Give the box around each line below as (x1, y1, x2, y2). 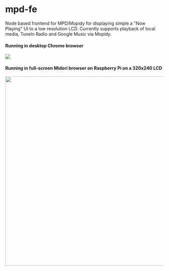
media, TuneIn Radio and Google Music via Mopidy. (5, 31, 112, 37)
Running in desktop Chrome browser (5, 42, 84, 48)
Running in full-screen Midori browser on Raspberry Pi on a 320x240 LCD (5, 65, 162, 71)
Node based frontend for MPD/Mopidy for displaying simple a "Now (5, 20, 146, 26)
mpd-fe (5, 4, 38, 15)
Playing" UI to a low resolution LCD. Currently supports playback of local (5, 25, 155, 31)
